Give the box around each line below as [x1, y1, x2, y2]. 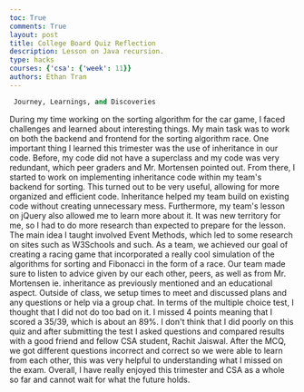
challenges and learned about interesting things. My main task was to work [9, 123, 290, 134]
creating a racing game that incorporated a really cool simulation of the [9, 249, 275, 260]
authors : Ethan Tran [9, 73, 88, 82]
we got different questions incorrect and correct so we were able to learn [9, 345, 283, 356]
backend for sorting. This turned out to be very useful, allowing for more [9, 181, 279, 191]
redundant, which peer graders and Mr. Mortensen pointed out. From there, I [9, 162, 296, 172]
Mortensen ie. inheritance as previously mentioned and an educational [9, 278, 273, 289]
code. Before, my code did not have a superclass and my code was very [9, 152, 279, 163]
